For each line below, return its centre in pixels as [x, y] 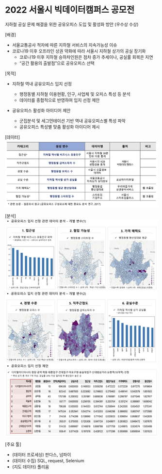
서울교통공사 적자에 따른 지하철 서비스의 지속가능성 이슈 [65, 45]
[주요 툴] [13, 444]
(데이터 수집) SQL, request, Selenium [48, 461]
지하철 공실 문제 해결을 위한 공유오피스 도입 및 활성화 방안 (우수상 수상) [72, 24]
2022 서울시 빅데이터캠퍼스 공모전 [70, 10]
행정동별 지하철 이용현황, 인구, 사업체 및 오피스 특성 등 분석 [75, 94]
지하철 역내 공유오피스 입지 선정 [42, 83]
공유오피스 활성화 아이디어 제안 [41, 110]
